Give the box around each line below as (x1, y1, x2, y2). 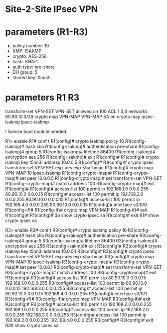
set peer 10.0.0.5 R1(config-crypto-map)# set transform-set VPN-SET (19, 175, 163, 181)
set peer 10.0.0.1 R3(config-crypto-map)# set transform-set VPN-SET (19, 264, 162, 270)
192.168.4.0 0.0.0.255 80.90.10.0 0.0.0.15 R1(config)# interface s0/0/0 (5, 202, 147, 208)
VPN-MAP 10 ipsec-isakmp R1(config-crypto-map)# (5, 170, 112, 176)
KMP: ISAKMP (12, 48, 42, 54)
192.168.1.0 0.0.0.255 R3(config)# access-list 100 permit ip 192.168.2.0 (5, 307, 149, 313)
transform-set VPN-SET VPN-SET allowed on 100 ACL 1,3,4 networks (5, 109, 148, 114)
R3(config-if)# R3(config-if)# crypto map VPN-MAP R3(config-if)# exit (5, 296, 151, 302)
